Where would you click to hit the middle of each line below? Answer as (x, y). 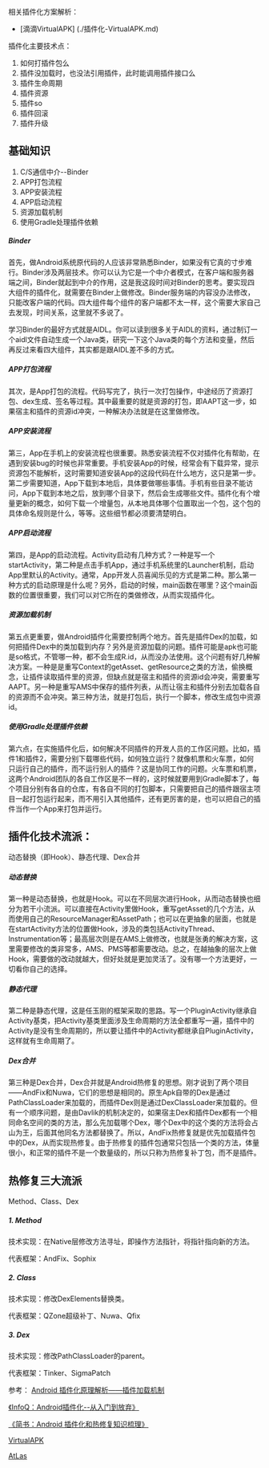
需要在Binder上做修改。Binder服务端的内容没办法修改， (163, 292)
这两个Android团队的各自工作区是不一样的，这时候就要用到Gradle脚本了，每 (134, 778)
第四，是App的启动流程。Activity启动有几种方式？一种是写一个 (112, 555)
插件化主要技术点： (40, 46)
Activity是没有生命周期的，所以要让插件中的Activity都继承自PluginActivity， (133, 1031)
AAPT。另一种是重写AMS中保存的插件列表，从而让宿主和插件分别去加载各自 (134, 687)
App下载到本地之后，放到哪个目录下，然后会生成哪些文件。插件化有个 (138, 493)
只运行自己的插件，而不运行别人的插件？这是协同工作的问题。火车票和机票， (134, 769)
